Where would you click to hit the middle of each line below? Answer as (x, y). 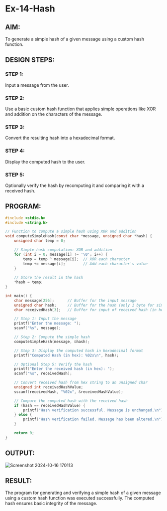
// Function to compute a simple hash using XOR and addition (71, 232)
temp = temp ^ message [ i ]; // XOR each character (77, 259)
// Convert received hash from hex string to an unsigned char (81, 383)
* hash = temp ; (29, 282)
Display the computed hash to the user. (45, 162)
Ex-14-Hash (30, 9)
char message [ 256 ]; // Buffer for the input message (75, 300)
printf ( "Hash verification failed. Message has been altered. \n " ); (94, 419)
